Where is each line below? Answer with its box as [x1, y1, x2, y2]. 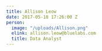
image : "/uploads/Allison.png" [11, 25, 88, 31]
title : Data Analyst [11, 36, 62, 42]
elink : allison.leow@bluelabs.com [11, 30, 96, 36]
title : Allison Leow [6, 8, 57, 15]
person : [6, 19, 25, 25]
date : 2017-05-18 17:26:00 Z [6, 14, 78, 20]
